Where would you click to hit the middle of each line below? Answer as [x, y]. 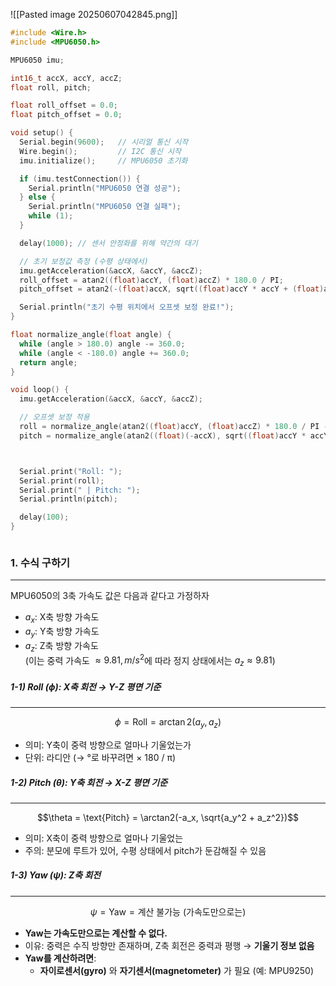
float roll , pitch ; [51, 87]
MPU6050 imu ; [37, 60]
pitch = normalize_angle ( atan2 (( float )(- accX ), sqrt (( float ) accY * [163, 435]
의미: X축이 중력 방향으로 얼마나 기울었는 [104, 838]
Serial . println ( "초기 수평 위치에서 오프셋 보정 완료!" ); [127, 307]
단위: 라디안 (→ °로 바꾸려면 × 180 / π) [100, 757]
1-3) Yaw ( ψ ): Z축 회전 [56, 875]
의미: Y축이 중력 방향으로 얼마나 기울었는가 [108, 745]
